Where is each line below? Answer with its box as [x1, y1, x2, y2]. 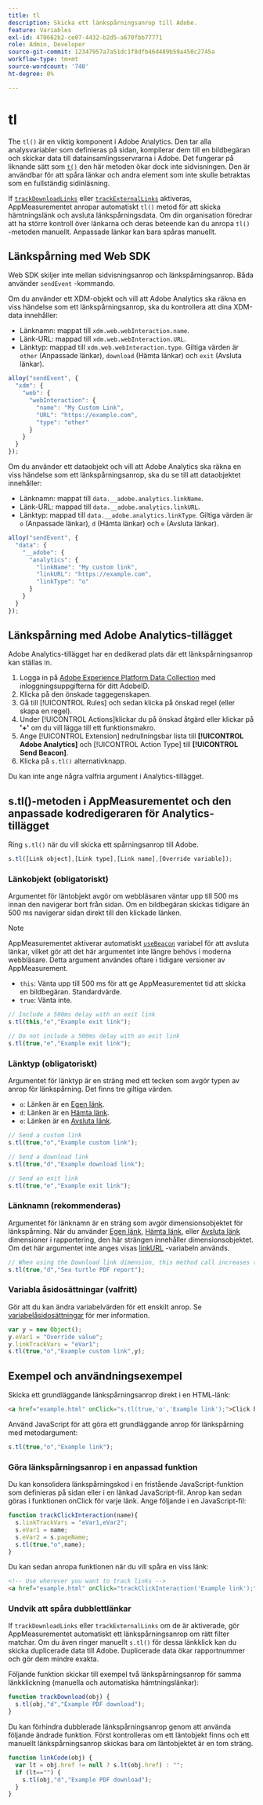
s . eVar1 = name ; [15, 1525, 68, 1534]
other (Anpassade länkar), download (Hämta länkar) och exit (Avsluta [19, 351, 243, 361]
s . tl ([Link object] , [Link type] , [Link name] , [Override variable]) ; [8, 855, 233, 863]
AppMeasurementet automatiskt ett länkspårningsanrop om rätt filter [8, 1629, 229, 1638]
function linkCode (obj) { [8, 1754, 92, 1762]
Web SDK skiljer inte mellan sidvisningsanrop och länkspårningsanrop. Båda [8, 270, 254, 280]
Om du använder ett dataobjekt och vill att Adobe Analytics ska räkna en [8, 462, 242, 471]
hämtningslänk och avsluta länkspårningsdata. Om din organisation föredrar [8, 210, 253, 220]
